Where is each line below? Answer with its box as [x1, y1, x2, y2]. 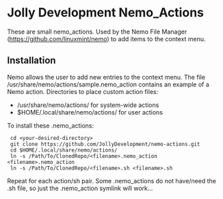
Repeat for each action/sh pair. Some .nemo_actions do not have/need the [7, 176, 217, 185]
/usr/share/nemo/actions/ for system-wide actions [16, 101, 159, 109]
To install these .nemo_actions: [7, 121, 94, 130]
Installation [7, 55, 56, 67]
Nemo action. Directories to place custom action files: [7, 87, 159, 95]
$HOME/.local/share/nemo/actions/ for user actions [16, 108, 163, 116]
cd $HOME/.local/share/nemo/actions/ [10, 146, 118, 154]
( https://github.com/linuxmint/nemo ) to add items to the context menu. [7, 34, 206, 43]
